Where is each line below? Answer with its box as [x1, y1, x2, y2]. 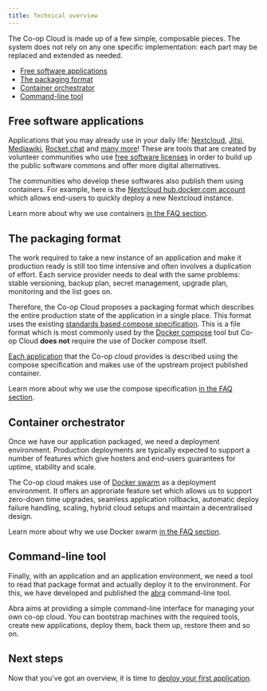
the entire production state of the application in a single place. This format [8, 311, 252, 320]
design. [8, 512, 33, 521]
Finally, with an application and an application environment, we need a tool [8, 571, 253, 580]
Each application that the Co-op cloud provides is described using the [8, 351, 238, 361]
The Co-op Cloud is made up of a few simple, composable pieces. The [8, 33, 241, 43]
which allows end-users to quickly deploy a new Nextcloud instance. [8, 193, 234, 203]
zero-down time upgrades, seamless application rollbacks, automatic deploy [8, 495, 259, 505]
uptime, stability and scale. [8, 462, 97, 472]
